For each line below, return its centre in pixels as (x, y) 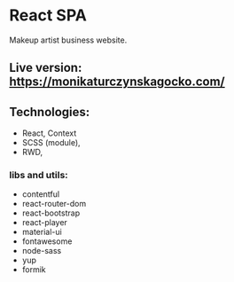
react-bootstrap (51, 213)
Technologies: (50, 112)
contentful (41, 194)
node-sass (42, 251)
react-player (45, 223)
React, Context (49, 133)
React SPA (48, 16)
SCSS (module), (51, 143)
